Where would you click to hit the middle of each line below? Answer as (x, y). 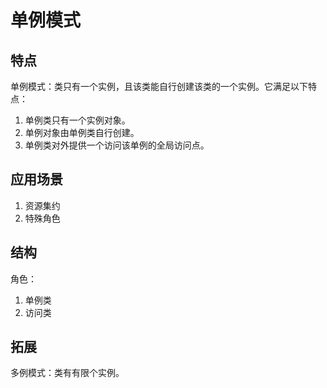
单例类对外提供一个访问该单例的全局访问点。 (117, 145)
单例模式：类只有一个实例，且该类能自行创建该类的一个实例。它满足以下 (159, 86)
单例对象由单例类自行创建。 (82, 132)
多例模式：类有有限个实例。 (67, 373)
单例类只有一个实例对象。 (77, 120)
